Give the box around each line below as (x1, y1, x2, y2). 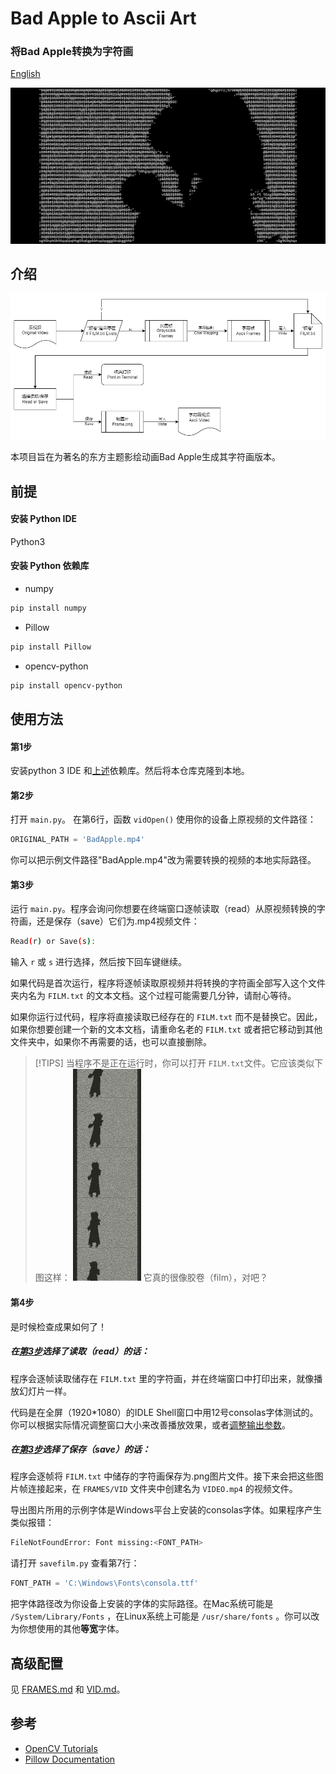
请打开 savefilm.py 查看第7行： (10, 1557, 140, 1569)
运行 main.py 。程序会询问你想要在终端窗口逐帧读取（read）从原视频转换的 (10, 903, 317, 915)
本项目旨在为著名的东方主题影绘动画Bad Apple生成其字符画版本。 (10, 451, 281, 463)
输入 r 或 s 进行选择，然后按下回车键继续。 (10, 956, 188, 968)
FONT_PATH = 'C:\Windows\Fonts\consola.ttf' (10, 1578, 199, 1589)
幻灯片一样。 (18, 1385, 72, 1397)
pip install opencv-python (10, 680, 123, 691)
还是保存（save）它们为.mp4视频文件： (36, 915, 200, 927)
